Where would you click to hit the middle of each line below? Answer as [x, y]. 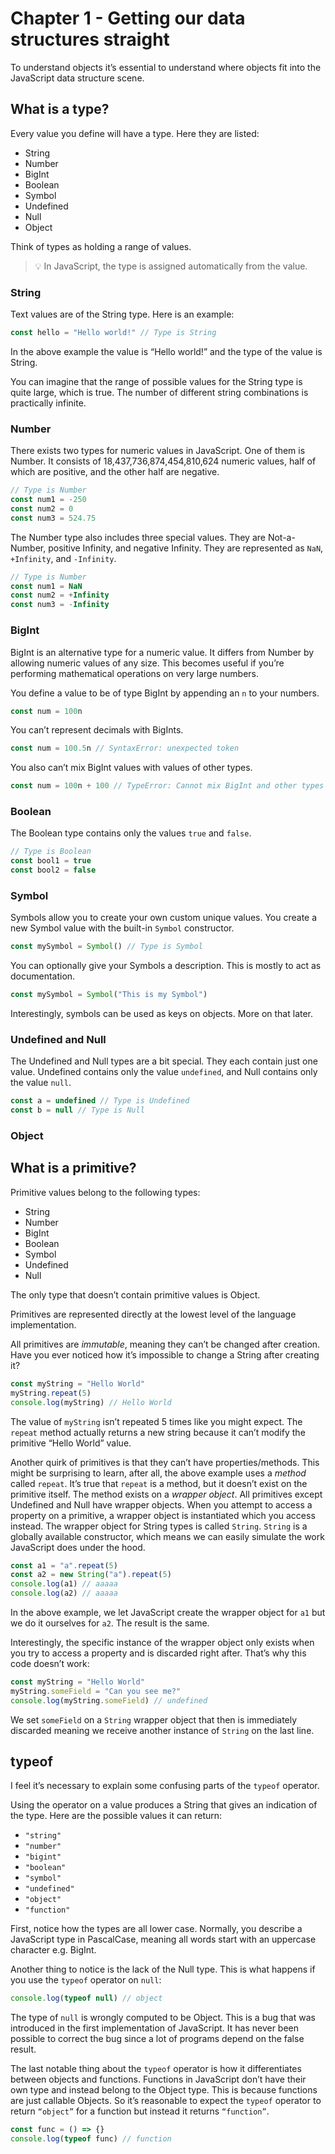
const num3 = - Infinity [60, 605]
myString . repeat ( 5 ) [51, 1393]
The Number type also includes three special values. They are [138, 537]
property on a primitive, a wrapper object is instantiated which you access [163, 1515]
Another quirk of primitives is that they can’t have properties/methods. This [165, 1462]
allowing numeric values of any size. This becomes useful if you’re [147, 663]
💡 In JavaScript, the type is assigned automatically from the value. [171, 266]
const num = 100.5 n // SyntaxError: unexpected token [125, 748]
